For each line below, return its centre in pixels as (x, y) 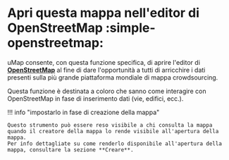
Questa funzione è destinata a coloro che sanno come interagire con (107, 91)
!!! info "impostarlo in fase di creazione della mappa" (83, 112)
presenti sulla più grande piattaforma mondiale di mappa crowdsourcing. (113, 77)
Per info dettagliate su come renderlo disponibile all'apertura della (114, 143)
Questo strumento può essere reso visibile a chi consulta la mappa (110, 125)
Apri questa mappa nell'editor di (103, 13)
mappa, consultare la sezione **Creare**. (70, 149)
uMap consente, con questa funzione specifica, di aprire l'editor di (104, 62)
